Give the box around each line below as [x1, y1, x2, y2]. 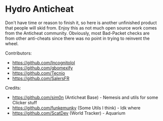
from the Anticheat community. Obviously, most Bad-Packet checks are [5, 30, 150, 36]
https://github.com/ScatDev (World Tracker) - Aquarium [12, 110, 126, 116]
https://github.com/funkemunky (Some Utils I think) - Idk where [12, 105, 141, 111]
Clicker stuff [12, 99, 37, 105]
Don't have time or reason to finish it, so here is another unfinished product [5, 20, 157, 26]
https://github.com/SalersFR [12, 75, 70, 81]
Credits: [5, 85, 21, 91]
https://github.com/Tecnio [12, 70, 65, 76]
